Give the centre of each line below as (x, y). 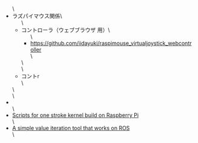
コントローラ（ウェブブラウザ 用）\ (66, 30)
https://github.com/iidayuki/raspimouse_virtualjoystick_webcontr (111, 43)
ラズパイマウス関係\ (37, 16)
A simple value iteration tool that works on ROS (71, 128)
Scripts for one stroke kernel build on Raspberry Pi (75, 115)
